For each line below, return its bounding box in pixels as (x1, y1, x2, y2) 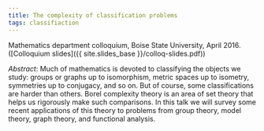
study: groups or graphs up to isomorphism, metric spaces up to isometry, (8, 72, 250, 82)
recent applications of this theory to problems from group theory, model (8, 105, 242, 115)
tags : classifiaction (8, 19, 80, 27)
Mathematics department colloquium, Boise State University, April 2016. (8, 40, 241, 49)
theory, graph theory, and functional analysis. (8, 114, 156, 123)
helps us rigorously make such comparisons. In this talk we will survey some (8, 97, 256, 107)
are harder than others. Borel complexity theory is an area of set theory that (8, 89, 254, 98)
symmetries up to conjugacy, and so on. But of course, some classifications (8, 80, 255, 90)
